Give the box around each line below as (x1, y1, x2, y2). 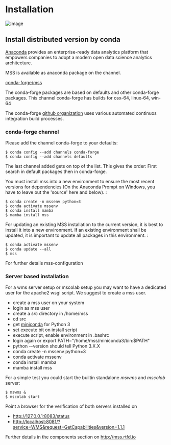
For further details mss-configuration (5, 260, 83, 266)
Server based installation (5, 273, 69, 280)
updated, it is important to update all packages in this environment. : (5, 232, 149, 238)
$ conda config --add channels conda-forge (5, 150, 100, 155)
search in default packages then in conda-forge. (5, 168, 107, 175)
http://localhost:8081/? (12, 418, 60, 425)
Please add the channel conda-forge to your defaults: (5, 140, 118, 146)
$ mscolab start (5, 394, 40, 400)
